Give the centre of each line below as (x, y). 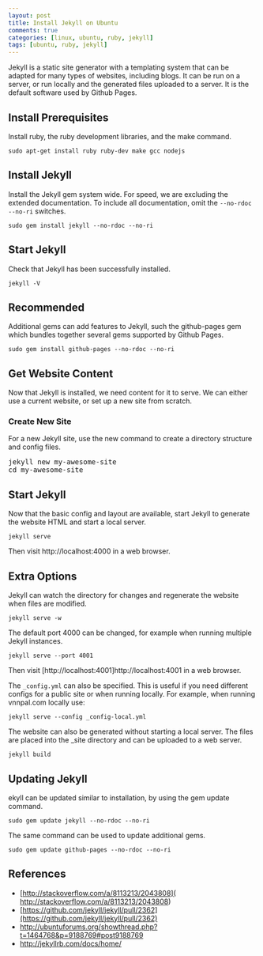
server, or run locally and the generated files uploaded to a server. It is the (129, 85)
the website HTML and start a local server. (77, 522)
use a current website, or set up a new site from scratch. (100, 401)
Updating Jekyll (48, 778)
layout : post (30, 15)
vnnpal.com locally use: (47, 703)
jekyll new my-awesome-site (62, 462)
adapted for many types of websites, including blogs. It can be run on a (124, 76)
